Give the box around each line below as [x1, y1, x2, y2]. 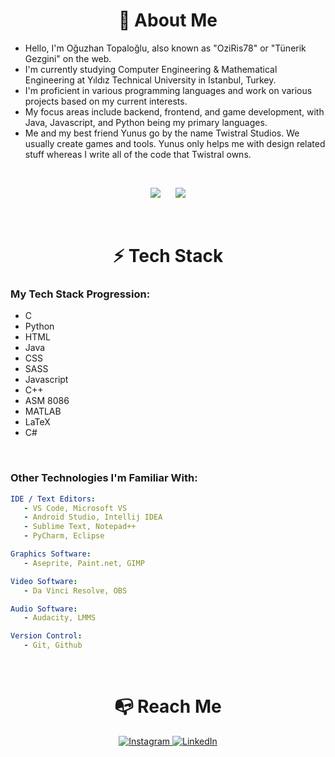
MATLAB [24, 405, 62, 418]
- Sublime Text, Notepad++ [23, 522, 137, 532]
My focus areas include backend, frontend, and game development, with [24, 105, 325, 118]
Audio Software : [10, 604, 78, 614]
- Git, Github [23, 640, 83, 651]
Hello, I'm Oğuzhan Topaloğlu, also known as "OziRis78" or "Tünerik [24, 42, 307, 54]
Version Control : [10, 631, 83, 641]
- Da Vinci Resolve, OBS [23, 585, 128, 596]
